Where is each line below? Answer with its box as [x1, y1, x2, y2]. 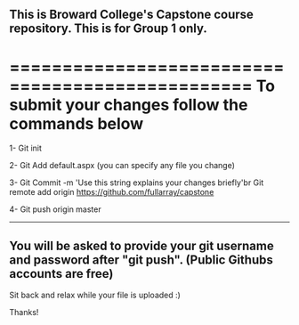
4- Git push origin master [9, 204, 101, 215]
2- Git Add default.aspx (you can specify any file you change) [9, 160, 236, 171]
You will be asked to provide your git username [9, 238, 274, 253]
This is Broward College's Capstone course [9, 7, 254, 22]
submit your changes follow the [9, 94, 248, 115]
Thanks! [9, 307, 39, 318]
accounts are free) [9, 266, 114, 281]
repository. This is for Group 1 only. [9, 21, 207, 37]
